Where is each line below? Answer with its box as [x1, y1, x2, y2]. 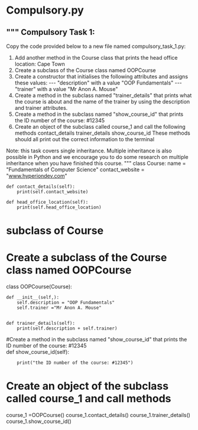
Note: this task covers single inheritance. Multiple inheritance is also [6, 147, 173, 154]
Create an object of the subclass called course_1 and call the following [14, 123, 186, 130]
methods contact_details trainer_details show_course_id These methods [14, 129, 190, 136]
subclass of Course [6, 224, 104, 237]
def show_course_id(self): [6, 348, 70, 356]
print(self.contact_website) [17, 189, 89, 195]
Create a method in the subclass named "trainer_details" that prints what [14, 92, 192, 99]
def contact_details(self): [6, 184, 76, 190]
